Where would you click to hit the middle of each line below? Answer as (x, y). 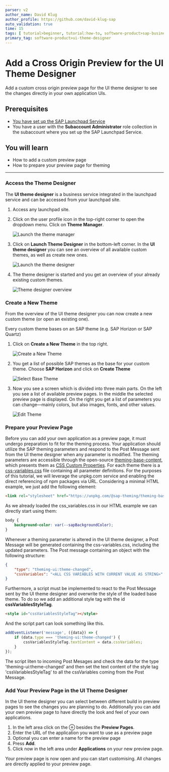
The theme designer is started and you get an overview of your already (86, 274)
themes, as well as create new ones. (50, 255)
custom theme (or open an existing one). (47, 319)
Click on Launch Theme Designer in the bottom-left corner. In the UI (83, 244)
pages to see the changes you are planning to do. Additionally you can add (83, 707)
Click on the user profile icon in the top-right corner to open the (78, 219)
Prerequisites (27, 109)
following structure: (25, 555)
